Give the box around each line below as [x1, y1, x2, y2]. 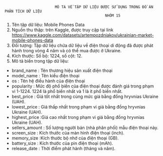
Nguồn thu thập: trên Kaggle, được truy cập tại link [11, 27, 114, 33]
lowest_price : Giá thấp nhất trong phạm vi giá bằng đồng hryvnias [11, 104, 145, 110]
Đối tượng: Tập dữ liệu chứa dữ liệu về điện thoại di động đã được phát [11, 43, 154, 48]
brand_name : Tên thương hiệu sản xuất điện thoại [11, 67, 113, 73]
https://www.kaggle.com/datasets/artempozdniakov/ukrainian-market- [11, 32, 154, 38]
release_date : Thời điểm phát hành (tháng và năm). [11, 146, 116, 151]
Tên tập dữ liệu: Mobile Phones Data [11, 22, 85, 27]
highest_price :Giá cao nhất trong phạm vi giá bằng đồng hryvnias [11, 114, 144, 120]
